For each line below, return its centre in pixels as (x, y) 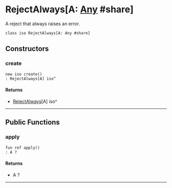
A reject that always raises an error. (43, 24)
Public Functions (33, 123)
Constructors (27, 49)
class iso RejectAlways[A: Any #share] (48, 33)
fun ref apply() (23, 147)
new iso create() (24, 74)
